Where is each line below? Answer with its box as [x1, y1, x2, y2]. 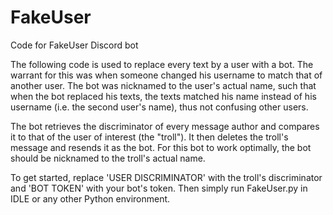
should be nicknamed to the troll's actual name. [10, 152, 206, 164]
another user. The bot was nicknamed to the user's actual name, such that [10, 79, 317, 91]
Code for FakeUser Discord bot [10, 39, 139, 51]
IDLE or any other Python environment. [10, 192, 171, 205]
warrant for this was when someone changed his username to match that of [10, 69, 323, 81]
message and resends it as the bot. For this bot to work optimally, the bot [10, 141, 312, 153]
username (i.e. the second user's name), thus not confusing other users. [10, 101, 309, 113]
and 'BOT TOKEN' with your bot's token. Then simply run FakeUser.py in [10, 182, 308, 194]
